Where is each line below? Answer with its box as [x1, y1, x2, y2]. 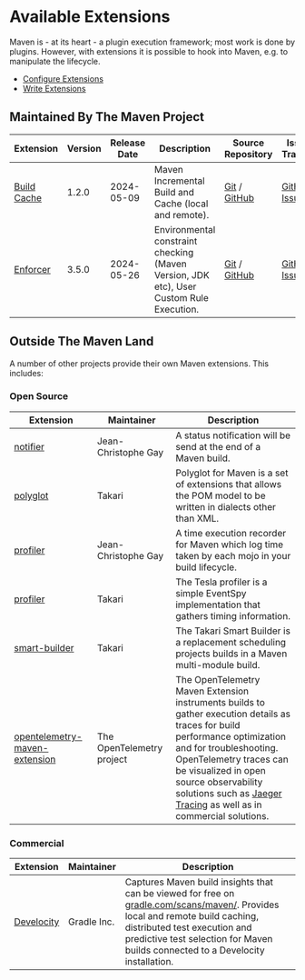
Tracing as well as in [175, 798, 262, 811]
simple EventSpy [175, 586, 247, 599]
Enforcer [14, 263, 52, 275]
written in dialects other [175, 500, 277, 513]
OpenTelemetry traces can [175, 753, 289, 765]
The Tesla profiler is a [175, 575, 268, 588]
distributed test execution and [124, 921, 252, 934]
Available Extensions [9, 6, 171, 27]
